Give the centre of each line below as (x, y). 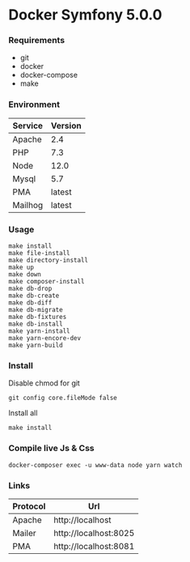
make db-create (34, 296)
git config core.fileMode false (63, 398)
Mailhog (28, 205)
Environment (34, 104)
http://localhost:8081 (94, 546)
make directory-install (49, 261)
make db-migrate (36, 310)
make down (25, 275)
